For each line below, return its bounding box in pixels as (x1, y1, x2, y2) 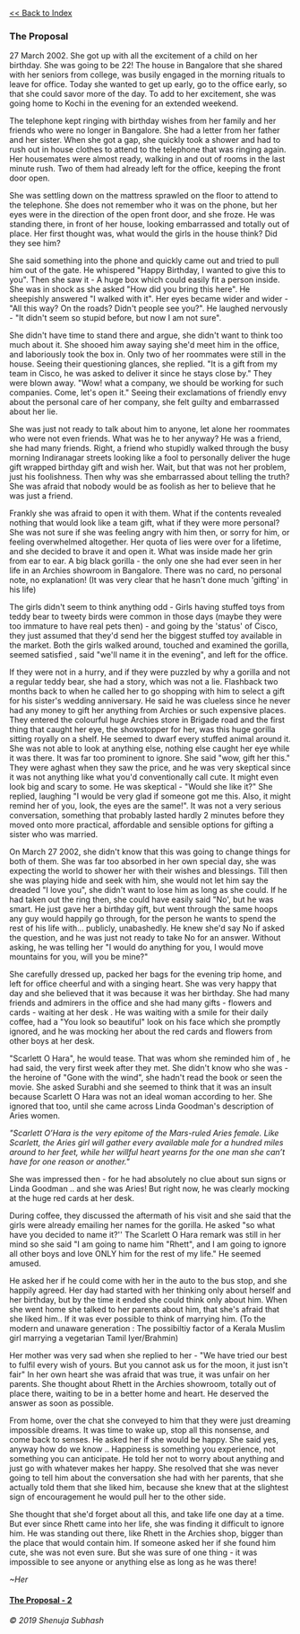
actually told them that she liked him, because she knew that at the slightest (9, 1482, 289, 1493)
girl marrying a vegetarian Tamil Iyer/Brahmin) (9, 1333, 179, 1344)
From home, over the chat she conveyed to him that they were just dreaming (9, 1415, 291, 1426)
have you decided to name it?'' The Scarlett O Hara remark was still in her (9, 1230, 281, 1241)
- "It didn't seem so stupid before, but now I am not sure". (9, 313, 222, 323)
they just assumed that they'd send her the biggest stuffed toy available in (9, 631, 282, 641)
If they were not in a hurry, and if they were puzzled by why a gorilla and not (9, 667, 291, 677)
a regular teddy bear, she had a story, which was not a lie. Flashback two (9, 676, 279, 687)
